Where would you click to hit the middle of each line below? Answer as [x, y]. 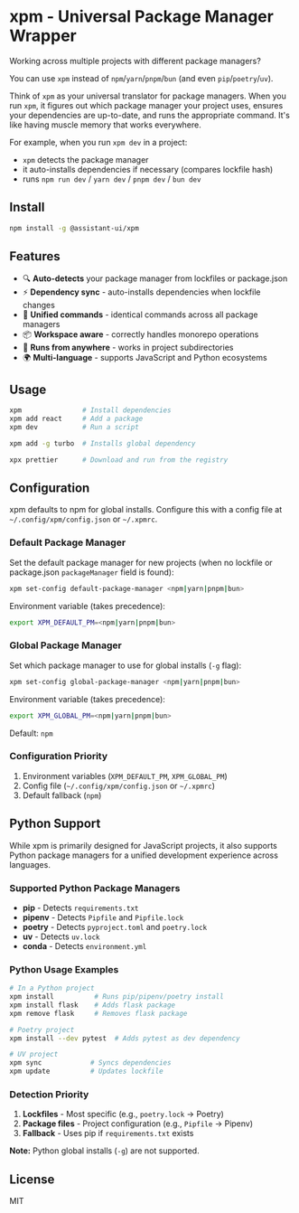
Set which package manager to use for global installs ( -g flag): [126, 665]
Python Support [55, 824]
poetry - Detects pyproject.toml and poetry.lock [115, 926]
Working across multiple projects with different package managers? [135, 61]
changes [39, 306]
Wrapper [43, 36]
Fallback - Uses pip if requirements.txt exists [108, 1133]
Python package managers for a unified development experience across [144, 855]
